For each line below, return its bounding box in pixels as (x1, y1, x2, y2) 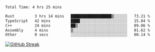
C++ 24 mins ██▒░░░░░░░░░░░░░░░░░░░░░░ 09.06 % (5, 23, 150, 28)
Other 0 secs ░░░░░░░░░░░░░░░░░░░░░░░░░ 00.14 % (5, 32, 150, 37)
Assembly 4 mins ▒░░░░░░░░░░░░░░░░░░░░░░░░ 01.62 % (5, 27, 150, 32)
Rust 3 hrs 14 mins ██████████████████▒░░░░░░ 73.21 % (5, 13, 150, 18)
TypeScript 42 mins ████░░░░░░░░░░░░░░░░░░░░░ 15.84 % (5, 18, 150, 23)
